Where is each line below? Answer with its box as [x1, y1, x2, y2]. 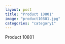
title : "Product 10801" [5, 12, 54, 17]
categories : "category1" [5, 21, 56, 26]
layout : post [5, 7, 32, 12]
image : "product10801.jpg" [5, 16, 61, 21]
